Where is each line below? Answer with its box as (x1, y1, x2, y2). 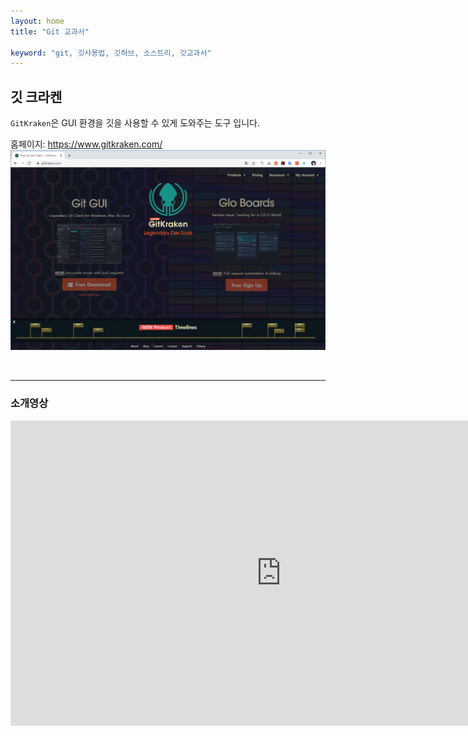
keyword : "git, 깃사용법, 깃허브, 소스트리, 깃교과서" (10, 48, 212, 58)
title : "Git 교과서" (10, 26, 90, 37)
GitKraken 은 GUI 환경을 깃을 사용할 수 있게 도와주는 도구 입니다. (10, 117, 261, 129)
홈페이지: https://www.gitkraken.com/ (10, 138, 163, 150)
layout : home (10, 16, 65, 26)
